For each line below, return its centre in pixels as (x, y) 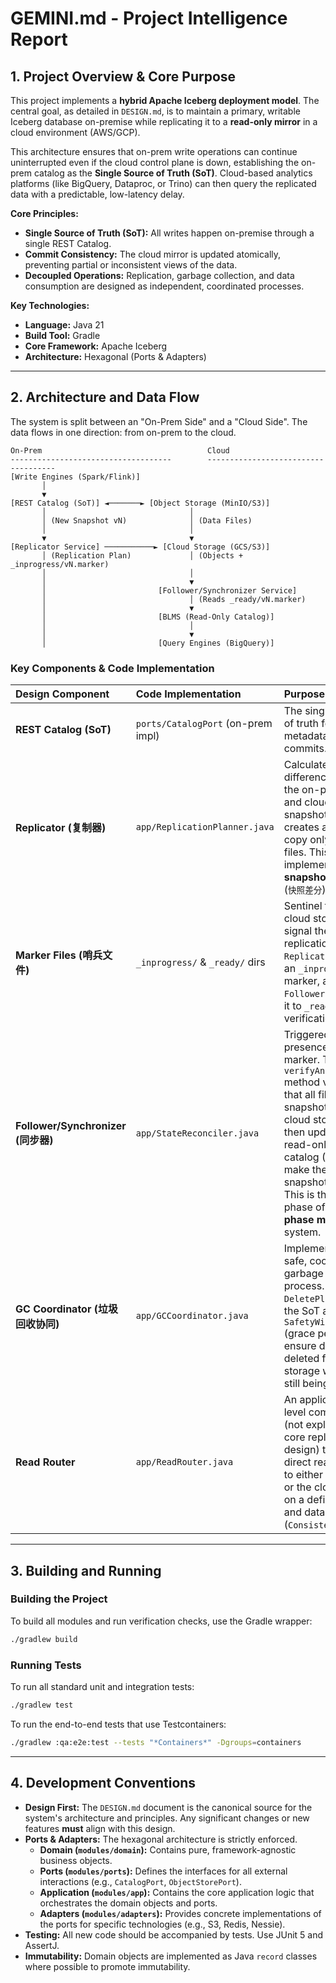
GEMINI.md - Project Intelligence (149, 18)
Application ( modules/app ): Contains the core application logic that (177, 1892)
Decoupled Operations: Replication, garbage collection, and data (159, 275)
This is (299, 1195)
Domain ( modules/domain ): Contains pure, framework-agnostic (168, 1849)
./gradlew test (42, 1705)
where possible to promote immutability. (107, 1966)
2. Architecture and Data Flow (105, 397)
